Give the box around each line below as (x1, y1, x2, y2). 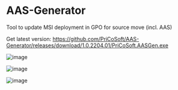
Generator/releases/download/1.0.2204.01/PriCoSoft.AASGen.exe (6, 42, 168, 49)
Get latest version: (6, 35, 52, 42)
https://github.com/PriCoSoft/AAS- (52, 35, 140, 42)
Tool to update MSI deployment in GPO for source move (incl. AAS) (6, 24, 173, 31)
